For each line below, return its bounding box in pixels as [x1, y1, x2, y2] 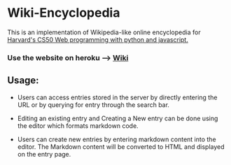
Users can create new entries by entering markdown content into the [17, 135, 216, 143]
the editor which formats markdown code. [17, 121, 139, 130]
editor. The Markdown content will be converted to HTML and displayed [17, 142, 225, 151]
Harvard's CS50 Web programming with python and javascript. [7, 35, 189, 43]
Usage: [7, 75, 40, 87]
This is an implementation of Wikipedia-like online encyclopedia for [7, 28, 201, 36]
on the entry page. [17, 150, 71, 158]
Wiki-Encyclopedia [7, 5, 120, 21]
